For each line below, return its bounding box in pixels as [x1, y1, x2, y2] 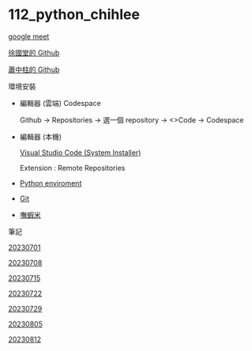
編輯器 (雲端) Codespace [19, 98, 101, 108]
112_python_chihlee [8, 6, 141, 24]
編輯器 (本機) [19, 132, 62, 142]
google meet [8, 32, 50, 41]
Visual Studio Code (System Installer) [19, 148, 141, 157]
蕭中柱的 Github [8, 65, 60, 74]
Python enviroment [19, 178, 82, 187]
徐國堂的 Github [8, 47, 60, 57]
